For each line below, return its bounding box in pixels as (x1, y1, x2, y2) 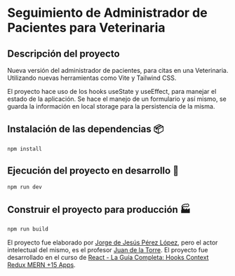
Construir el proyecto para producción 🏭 (7, 203, 191, 215)
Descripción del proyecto (7, 48, 121, 60)
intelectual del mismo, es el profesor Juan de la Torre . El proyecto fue (7, 246, 208, 254)
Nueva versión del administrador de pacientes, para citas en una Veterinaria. (7, 67, 229, 74)
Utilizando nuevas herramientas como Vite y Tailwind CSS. (7, 74, 177, 82)
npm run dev (7, 184, 42, 191)
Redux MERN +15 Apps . (7, 261, 76, 269)
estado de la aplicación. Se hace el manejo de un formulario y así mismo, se (7, 95, 227, 103)
